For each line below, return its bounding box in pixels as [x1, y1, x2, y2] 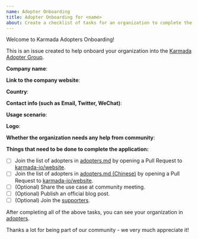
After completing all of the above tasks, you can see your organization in [6, 208, 183, 215]
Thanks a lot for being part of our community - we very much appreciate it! [6, 226, 189, 233]
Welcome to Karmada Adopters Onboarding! [6, 36, 114, 43]
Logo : [6, 123, 21, 130]
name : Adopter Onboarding [6, 8, 70, 15]
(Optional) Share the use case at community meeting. [14, 183, 145, 190]
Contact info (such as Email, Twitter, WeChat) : [6, 100, 122, 107]
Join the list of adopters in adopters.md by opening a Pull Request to [14, 157, 183, 164]
